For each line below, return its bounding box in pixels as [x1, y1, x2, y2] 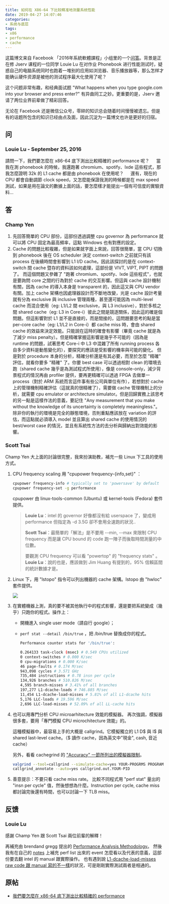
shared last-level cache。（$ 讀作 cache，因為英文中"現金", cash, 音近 [12, 734, 157, 740]
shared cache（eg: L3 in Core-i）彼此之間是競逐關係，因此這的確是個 [18, 309, 162, 315]
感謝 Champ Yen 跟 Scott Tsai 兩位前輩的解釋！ [5, 832, 103, 838]
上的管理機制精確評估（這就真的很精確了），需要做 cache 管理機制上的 [12, 385, 158, 391]
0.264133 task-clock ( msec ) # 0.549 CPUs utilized [20, 650, 129, 655]
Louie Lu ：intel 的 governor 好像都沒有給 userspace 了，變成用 [25, 513, 156, 519]
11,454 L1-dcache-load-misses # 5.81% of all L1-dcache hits [20, 692, 151, 697]
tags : [5, 26, 17, 31]
